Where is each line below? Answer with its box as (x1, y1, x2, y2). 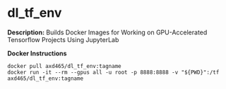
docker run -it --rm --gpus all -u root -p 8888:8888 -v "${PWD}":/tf (7, 69, 220, 76)
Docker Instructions (7, 49, 67, 57)
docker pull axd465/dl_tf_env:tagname (7, 62, 121, 69)
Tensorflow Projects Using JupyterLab (7, 35, 119, 43)
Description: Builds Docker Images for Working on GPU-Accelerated (7, 28, 208, 36)
